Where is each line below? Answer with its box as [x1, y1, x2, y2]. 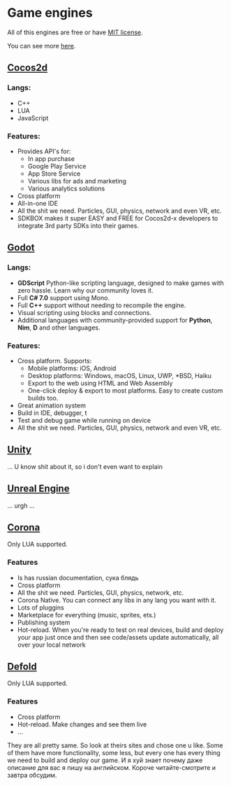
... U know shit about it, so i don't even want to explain [7, 462, 163, 470]
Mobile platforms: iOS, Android [27, 364, 117, 372]
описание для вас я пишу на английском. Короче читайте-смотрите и [7, 763, 216, 771]
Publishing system [17, 618, 70, 626]
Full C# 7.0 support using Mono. [17, 293, 110, 302]
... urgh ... [7, 501, 35, 510]
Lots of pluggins [17, 603, 64, 612]
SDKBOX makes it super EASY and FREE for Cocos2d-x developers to [17, 213, 218, 222]
